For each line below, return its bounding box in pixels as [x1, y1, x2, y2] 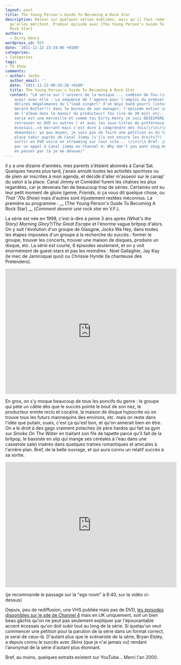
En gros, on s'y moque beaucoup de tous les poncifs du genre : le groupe [5, 398, 159, 404]
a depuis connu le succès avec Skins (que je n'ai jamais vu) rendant [5, 639, 147, 645]
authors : [5, 31, 24, 36]
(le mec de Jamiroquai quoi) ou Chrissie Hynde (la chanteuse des [5, 253, 142, 259]
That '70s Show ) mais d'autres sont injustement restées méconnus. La [5, 194, 153, 201]
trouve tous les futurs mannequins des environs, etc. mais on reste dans [5, 414, 156, 420]
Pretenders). [5, 258, 31, 264]
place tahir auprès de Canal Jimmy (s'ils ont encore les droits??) [14, 135, 162, 140]
